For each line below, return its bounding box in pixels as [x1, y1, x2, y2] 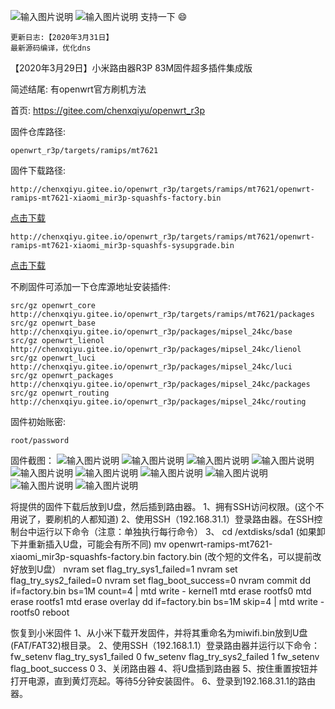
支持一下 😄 [139, 11, 188, 22]
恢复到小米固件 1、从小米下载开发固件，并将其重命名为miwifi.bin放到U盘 [10, 627, 308, 639]
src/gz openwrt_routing [10, 388, 110, 398]
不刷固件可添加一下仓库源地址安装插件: [10, 281, 172, 292]
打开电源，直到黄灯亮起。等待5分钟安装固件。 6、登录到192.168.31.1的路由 [10, 675, 316, 687]
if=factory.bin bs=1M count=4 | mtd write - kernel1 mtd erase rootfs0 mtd [10, 585, 312, 597]
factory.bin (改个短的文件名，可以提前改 [157, 551, 322, 562]
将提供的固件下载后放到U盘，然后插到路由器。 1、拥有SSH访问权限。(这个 [10, 501, 316, 512]
